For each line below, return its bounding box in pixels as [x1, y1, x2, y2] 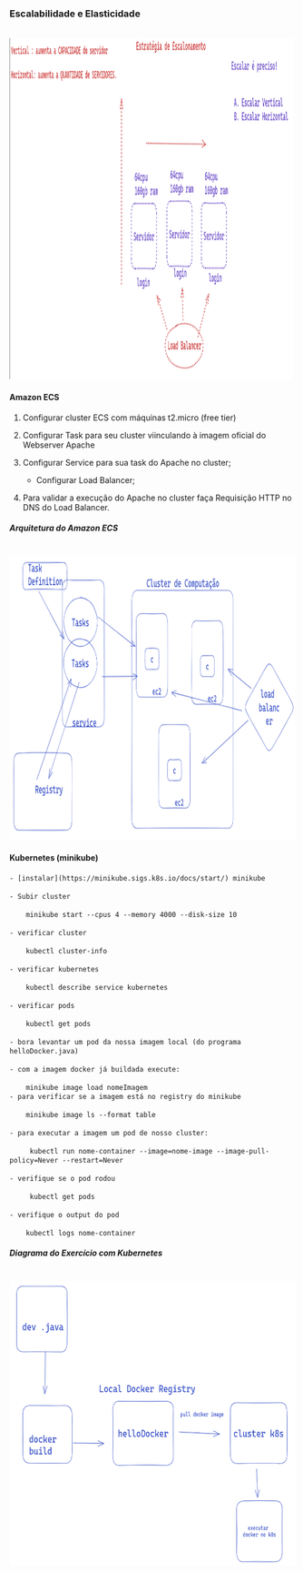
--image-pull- [216, 1146, 270, 1155]
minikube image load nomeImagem [25, 1083, 148, 1092]
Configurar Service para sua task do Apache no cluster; [22, 457, 231, 468]
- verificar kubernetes [9, 964, 100, 973]
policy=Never [9, 1155, 59, 1165]
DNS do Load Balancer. [22, 501, 111, 512]
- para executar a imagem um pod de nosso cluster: [9, 1128, 209, 1137]
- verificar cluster [9, 928, 88, 937]
